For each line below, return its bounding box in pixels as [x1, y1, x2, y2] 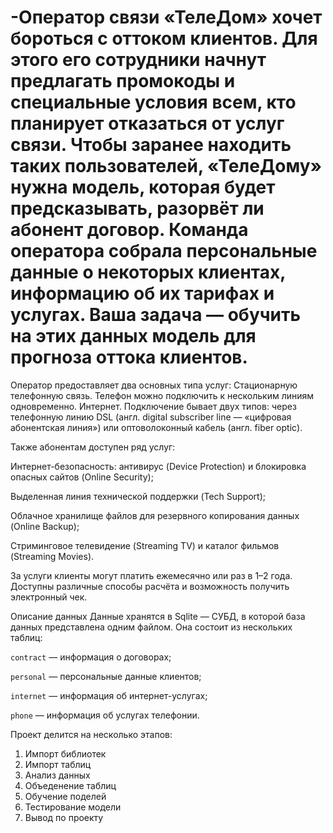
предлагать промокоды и [10, 70, 236, 93]
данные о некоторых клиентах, [10, 261, 286, 284]
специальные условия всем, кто [10, 91, 297, 114]
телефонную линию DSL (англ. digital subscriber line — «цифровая [10, 411, 292, 423]
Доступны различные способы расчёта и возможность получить [10, 580, 290, 592]
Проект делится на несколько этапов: [10, 728, 173, 740]
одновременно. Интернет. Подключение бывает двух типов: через [10, 400, 297, 412]
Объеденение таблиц [24, 779, 117, 791]
